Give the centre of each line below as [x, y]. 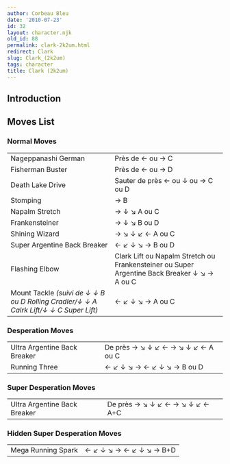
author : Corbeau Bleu [38, 13]
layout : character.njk [39, 33]
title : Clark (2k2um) [38, 71]
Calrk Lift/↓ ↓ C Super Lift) [54, 310]
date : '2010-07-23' [35, 20]
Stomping [26, 200]
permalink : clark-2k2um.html [49, 45]
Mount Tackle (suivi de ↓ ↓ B [58, 293]
